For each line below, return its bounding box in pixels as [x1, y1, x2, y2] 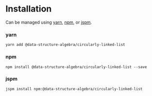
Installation [5, 3, 52, 14]
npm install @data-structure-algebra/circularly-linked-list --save [5, 64, 147, 69]
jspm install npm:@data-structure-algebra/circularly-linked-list [5, 86, 143, 91]
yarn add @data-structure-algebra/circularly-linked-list [5, 42, 125, 47]
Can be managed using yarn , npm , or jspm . [5, 19, 92, 25]
